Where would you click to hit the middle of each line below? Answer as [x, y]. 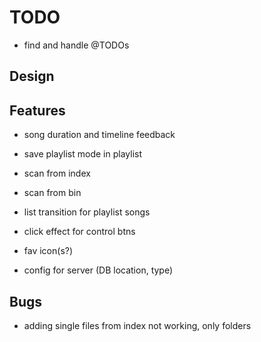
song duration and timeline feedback [99, 135]
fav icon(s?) [48, 251]
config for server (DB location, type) [98, 270]
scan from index [57, 173]
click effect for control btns [79, 232]
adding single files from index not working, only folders [137, 325]
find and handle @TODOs [76, 45]
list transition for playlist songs [87, 212]
